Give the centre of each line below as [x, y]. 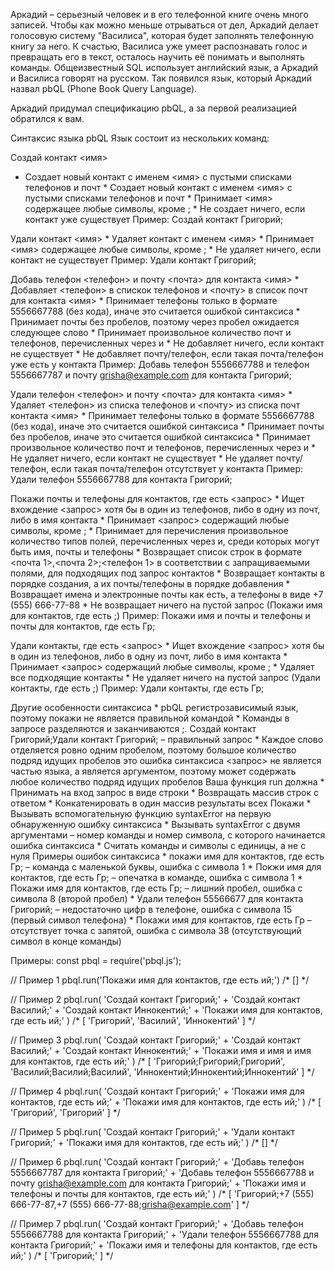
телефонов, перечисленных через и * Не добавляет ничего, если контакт [167, 343]
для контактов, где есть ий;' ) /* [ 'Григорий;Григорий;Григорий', [148, 1061]
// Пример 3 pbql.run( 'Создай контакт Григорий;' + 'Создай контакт [155, 1040]
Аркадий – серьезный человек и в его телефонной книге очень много [159, 14]
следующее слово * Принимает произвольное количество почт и [151, 332]
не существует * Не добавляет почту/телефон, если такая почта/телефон [167, 353]
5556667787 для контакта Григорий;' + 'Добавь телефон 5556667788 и [162, 1172]
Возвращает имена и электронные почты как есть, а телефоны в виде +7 [167, 594]
